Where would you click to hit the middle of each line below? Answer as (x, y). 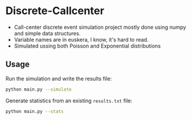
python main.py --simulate (39, 89)
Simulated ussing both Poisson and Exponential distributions (87, 46)
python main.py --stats (35, 111)
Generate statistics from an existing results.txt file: (69, 101)
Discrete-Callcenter (55, 11)
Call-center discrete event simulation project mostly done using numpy (100, 27)
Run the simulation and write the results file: (59, 78)
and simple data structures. (47, 33)
